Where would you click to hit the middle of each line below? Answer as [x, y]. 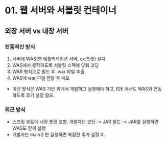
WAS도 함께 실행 [29, 128]
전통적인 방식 [20, 46]
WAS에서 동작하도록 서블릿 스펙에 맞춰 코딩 [55, 65]
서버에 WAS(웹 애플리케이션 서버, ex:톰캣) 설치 [59, 59]
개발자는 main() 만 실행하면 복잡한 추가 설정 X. [58, 135]
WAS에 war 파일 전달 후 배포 [41, 78]
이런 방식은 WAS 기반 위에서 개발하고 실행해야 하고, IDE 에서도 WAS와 [82, 89]
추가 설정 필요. [40, 95]
